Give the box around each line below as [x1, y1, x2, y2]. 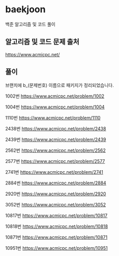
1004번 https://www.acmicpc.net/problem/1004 [5, 104, 105, 110]
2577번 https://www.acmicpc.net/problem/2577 [5, 158, 105, 164]
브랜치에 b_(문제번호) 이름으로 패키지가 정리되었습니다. [5, 82, 114, 88]
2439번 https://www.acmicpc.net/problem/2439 [5, 136, 106, 143]
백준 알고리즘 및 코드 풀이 [5, 21, 56, 27]
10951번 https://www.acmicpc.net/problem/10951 [5, 245, 108, 251]
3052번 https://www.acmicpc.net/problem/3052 [5, 201, 106, 207]
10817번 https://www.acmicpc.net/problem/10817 [5, 212, 108, 218]
